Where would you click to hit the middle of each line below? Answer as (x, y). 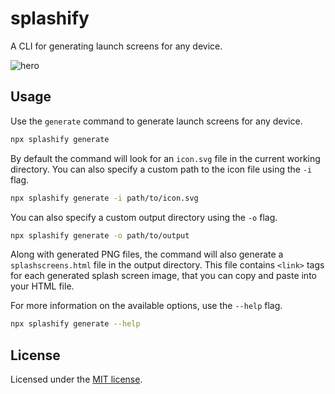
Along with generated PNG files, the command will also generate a (147, 254)
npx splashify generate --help (75, 324)
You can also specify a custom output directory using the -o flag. (144, 217)
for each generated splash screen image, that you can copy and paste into (163, 276)
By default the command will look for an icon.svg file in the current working (165, 158)
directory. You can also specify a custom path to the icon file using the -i (161, 169)
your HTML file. (42, 286)
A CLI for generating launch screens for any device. (116, 46)
